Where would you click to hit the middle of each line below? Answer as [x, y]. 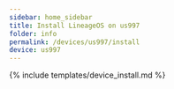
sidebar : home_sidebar [51, 17]
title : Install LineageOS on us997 [75, 26]
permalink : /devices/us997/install [75, 42]
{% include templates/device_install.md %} [87, 75]
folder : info [33, 33]
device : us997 [35, 50]
